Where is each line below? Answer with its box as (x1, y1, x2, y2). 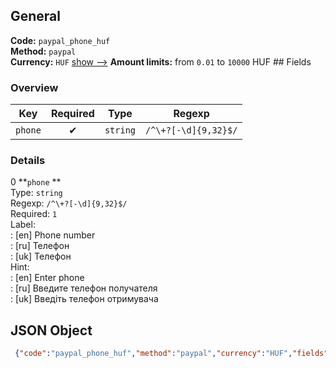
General (10, 8, 62, 25)
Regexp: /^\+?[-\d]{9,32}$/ (10, 197, 128, 209)
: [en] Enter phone (10, 272, 85, 284)
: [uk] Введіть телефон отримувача (10, 293, 159, 305)
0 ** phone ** (10, 176, 62, 188)
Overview (10, 80, 59, 94)
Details (10, 154, 46, 168)
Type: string (10, 187, 63, 199)
